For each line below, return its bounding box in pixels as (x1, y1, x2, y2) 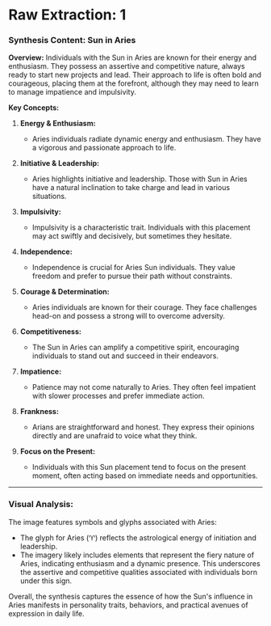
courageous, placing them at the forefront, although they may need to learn (8, 78, 260, 88)
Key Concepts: (8, 103, 59, 112)
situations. (31, 192, 67, 201)
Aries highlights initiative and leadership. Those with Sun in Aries (31, 174, 248, 184)
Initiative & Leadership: (19, 159, 99, 168)
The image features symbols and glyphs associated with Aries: (8, 517, 217, 527)
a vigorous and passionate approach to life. (31, 143, 177, 153)
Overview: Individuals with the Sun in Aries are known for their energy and (8, 53, 256, 62)
